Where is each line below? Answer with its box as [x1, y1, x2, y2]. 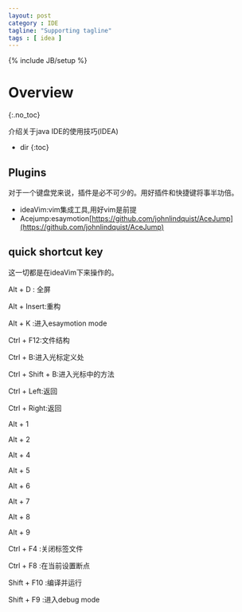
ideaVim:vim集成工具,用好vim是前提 [19, 205, 137, 214]
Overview [8, 84, 74, 102]
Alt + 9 [8, 527, 30, 537]
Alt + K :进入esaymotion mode [8, 318, 107, 328]
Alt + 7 [8, 496, 30, 506]
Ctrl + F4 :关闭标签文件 [8, 543, 84, 553]
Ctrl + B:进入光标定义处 [8, 352, 85, 361]
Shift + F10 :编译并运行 [8, 578, 82, 587]
